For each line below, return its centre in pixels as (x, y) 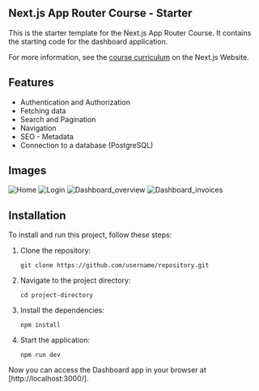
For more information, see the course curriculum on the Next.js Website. (129, 57)
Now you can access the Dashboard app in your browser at (107, 370)
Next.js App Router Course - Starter (100, 13)
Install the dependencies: (62, 310)
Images (28, 170)
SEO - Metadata (47, 136)
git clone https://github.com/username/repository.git (115, 266)
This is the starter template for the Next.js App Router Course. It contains (130, 32)
